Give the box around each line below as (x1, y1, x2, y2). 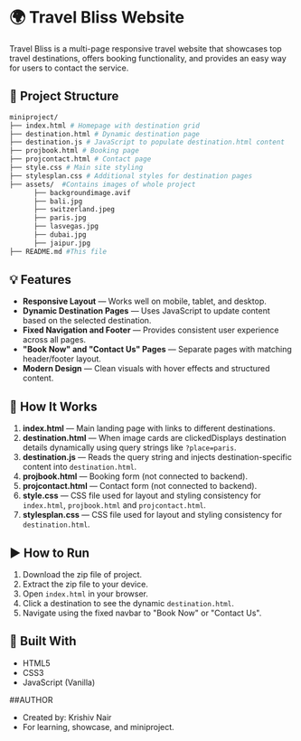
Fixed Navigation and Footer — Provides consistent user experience (22, 324, 279, 335)
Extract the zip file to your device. (22, 579, 149, 590)
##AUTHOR (9, 694, 53, 705)
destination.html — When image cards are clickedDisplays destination (22, 433, 287, 444)
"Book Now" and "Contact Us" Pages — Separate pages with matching (22, 344, 292, 355)
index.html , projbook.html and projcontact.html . (22, 500, 206, 511)
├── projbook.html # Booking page (9, 146, 140, 155)
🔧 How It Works (9, 399, 98, 414)
